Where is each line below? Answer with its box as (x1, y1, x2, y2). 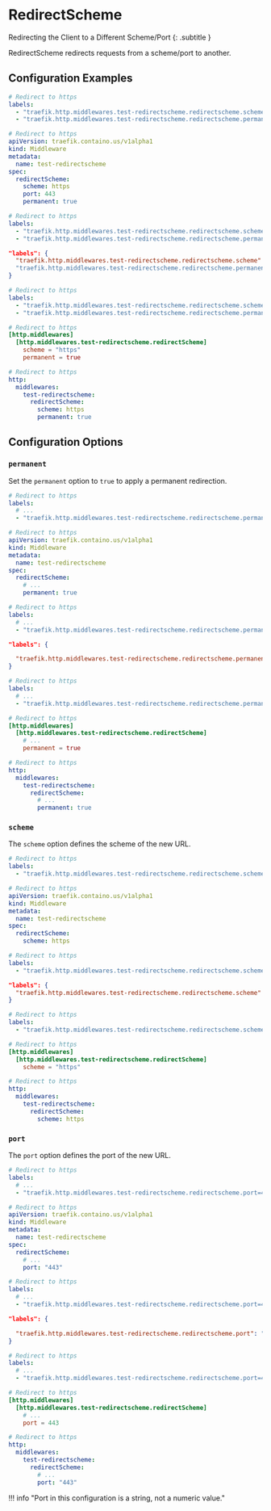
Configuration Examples (8, 71, 133, 86)
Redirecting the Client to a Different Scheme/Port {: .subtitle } (8, 32, 211, 42)
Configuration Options (8, 435, 123, 449)
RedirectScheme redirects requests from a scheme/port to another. (8, 48, 231, 57)
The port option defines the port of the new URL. (8, 1151, 171, 1161)
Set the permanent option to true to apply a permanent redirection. (8, 476, 227, 485)
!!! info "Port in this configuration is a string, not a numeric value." (8, 1492, 226, 1503)
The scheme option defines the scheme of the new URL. (8, 839, 191, 849)
